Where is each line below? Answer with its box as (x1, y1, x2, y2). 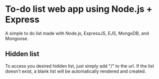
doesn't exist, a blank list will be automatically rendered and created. (5, 68, 146, 74)
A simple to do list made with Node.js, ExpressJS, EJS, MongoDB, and (5, 30, 150, 36)
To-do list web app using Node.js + (5, 3, 153, 15)
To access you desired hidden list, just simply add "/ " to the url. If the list (5, 63, 155, 69)
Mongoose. (5, 36, 29, 41)
